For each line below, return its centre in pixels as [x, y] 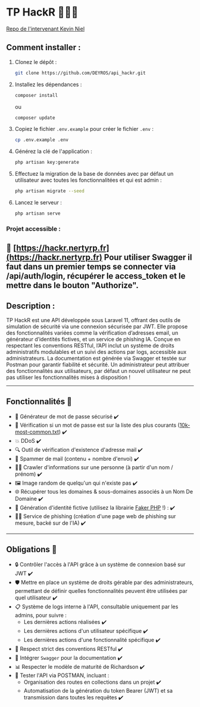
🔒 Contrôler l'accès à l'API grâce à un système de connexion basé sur [100, 564]
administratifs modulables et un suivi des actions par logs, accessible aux [96, 352]
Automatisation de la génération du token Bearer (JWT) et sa [98, 690]
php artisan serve [37, 213]
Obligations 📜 [32, 550]
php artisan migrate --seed [49, 191]
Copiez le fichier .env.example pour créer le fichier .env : [84, 129]
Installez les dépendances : [48, 84]
